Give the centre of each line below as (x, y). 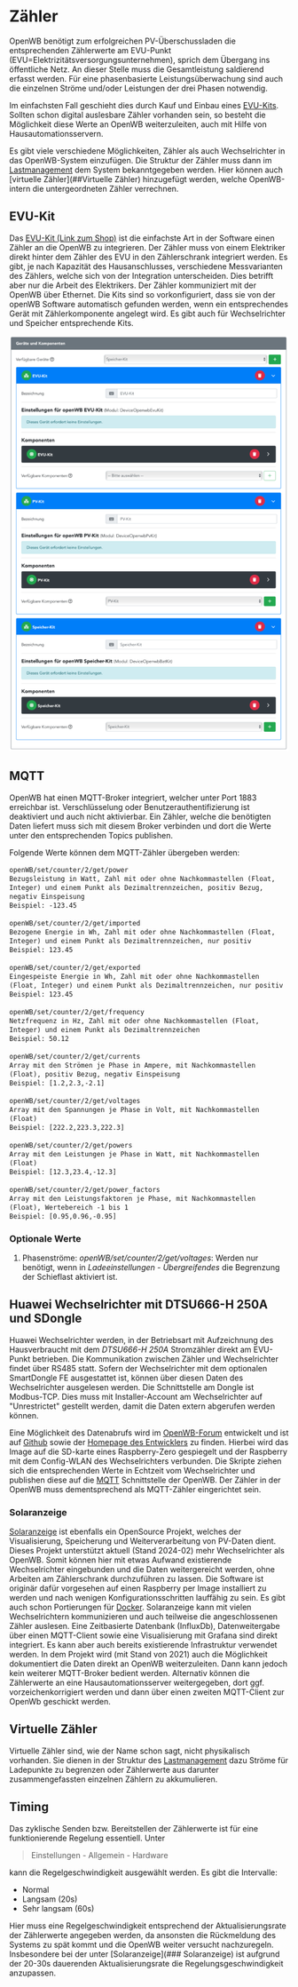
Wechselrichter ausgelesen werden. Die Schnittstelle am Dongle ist (132, 1387)
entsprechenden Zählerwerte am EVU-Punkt (90, 50)
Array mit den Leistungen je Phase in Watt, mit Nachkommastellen (134, 1154)
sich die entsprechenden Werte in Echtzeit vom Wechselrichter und (132, 1470)
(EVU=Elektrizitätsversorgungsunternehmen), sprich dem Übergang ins (140, 60)
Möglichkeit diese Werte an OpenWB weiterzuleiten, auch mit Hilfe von (138, 124)
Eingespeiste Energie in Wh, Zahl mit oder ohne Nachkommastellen (134, 976)
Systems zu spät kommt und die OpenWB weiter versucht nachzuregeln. (141, 1944)
